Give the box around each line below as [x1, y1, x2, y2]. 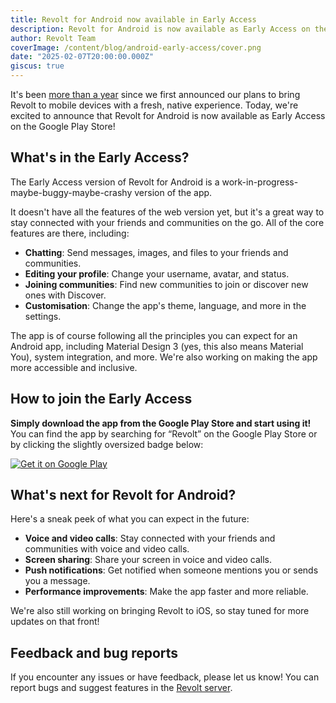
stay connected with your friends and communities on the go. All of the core [10, 216, 325, 228]
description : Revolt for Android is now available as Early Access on [10, 24, 311, 34]
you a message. [24, 575, 91, 587]
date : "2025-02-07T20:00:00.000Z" [10, 52, 155, 62]
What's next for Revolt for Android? [10, 487, 237, 504]
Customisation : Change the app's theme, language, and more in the [24, 299, 307, 311]
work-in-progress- [221, 176, 299, 188]
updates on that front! [10, 616, 100, 628]
